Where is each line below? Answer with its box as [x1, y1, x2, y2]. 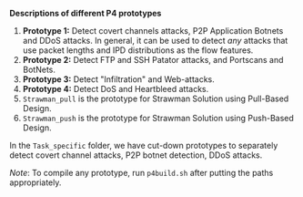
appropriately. [9, 177, 62, 188]
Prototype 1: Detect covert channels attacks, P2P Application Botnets [22, 26, 284, 36]
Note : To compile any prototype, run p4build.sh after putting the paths [9, 168, 274, 178]
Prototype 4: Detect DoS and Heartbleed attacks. [22, 84, 209, 94]
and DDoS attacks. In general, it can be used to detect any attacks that [22, 36, 288, 46]
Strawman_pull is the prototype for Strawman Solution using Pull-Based [22, 93, 289, 104]
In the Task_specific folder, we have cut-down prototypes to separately [9, 140, 278, 150]
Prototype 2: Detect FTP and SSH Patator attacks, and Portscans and [22, 55, 284, 65]
